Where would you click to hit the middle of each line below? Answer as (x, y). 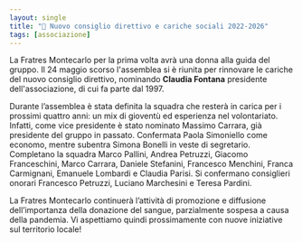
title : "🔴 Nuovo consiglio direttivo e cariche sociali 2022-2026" (139, 26)
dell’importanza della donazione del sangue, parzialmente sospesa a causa (149, 210)
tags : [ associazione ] (50, 34)
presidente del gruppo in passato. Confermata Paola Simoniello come (139, 135)
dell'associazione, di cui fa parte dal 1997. (87, 89)
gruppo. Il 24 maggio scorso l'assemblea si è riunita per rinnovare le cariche (151, 70)
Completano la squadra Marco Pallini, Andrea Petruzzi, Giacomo (129, 154)
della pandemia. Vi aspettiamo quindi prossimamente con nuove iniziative (146, 220)
